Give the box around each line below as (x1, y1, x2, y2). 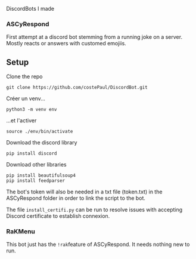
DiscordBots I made (6, 5, 55, 12)
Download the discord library (6, 139, 77, 146)
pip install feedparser (6, 178, 66, 184)
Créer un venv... (6, 95, 46, 102)
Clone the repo (6, 73, 43, 80)
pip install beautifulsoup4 (6, 172, 76, 178)
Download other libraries (6, 161, 67, 168)
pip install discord (6, 150, 58, 157)
